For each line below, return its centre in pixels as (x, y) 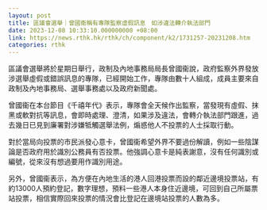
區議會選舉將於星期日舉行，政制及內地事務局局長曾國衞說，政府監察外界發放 (133, 69)
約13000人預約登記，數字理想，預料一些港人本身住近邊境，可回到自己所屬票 (133, 189)
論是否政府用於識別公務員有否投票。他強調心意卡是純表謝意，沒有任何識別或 (133, 152)
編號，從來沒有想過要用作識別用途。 (68, 162)
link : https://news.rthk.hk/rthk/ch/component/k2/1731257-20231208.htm (129, 38)
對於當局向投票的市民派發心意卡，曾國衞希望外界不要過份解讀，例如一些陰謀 (133, 142)
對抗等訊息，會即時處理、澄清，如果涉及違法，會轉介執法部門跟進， (140, 115)
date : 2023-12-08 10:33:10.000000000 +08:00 (83, 30)
